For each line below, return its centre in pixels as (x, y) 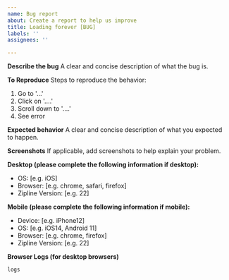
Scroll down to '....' (44, 109)
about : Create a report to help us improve (72, 20)
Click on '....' (35, 101)
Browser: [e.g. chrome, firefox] (62, 236)
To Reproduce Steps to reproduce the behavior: (77, 80)
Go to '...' (30, 94)
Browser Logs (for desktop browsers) (63, 257)
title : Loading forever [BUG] (52, 27)
